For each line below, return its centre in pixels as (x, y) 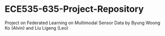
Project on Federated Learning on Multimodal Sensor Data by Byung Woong (82, 23)
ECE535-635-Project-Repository (74, 9)
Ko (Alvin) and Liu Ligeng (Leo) (36, 28)
